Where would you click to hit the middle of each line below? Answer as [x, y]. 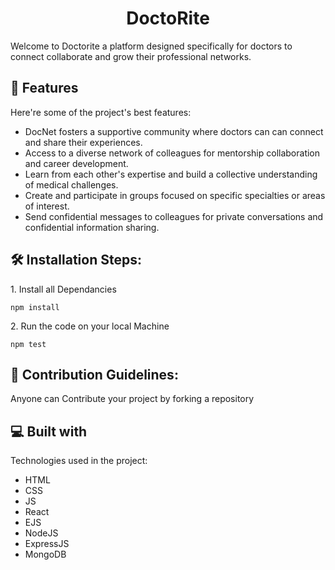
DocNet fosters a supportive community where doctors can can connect [174, 131]
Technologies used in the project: [79, 461]
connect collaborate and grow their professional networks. [131, 56]
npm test [28, 344]
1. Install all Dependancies [63, 289]
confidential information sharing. [92, 227]
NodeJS [41, 533]
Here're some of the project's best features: [101, 112]
